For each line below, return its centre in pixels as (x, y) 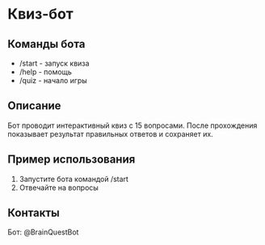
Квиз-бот (40, 14)
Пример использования (72, 160)
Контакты (34, 213)
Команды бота (46, 44)
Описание (34, 106)
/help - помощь (45, 72)
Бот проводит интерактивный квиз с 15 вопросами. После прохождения (132, 125)
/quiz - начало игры (53, 80)
